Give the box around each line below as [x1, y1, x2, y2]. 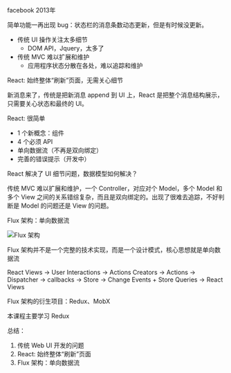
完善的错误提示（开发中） [17, 155, 91, 163]
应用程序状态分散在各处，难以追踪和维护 [27, 62, 143, 69]
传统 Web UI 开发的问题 [17, 341, 84, 349]
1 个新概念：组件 [17, 129, 64, 137]
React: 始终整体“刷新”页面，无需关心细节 [7, 76, 123, 84]
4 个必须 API [17, 138, 53, 145]
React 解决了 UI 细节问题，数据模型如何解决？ [7, 170, 138, 178]
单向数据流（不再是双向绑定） [17, 146, 102, 154]
